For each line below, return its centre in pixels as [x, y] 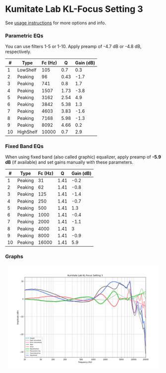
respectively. [18, 52]
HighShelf [27, 132]
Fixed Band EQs [24, 146]
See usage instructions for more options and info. [56, 23]
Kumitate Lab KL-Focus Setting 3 [74, 9]
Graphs [14, 257]
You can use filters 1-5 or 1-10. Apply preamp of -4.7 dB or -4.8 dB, [73, 47]
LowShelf [27, 70]
